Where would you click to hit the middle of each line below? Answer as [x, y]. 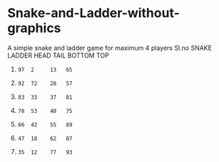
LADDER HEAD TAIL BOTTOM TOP [58, 55]
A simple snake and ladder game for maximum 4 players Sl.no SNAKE [110, 48]
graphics [34, 28]
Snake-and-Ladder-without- [94, 13]
